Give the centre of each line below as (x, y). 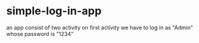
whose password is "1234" (40, 33)
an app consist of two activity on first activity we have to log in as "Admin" (100, 27)
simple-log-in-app (54, 11)
